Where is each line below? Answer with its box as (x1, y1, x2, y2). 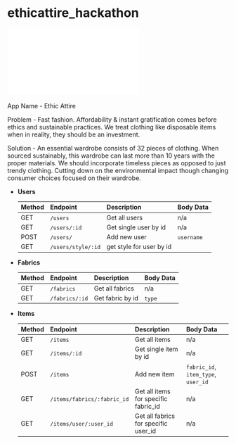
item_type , (185, 369, 216, 378)
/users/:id (50, 224, 82, 231)
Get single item (134, 345, 178, 353)
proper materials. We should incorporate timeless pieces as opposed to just (7, 158, 226, 167)
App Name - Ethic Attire (7, 101, 76, 110)
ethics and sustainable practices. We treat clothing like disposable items (7, 122, 216, 131)
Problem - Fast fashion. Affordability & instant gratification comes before (7, 115, 218, 124)
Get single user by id (106, 223, 166, 231)
